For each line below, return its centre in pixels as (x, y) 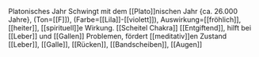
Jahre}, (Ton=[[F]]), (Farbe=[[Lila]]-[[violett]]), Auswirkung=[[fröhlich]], (125, 20)
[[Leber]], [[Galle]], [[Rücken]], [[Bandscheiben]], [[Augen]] (105, 45)
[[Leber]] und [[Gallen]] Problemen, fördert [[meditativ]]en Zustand (118, 36)
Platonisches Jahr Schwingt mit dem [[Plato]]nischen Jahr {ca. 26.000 (123, 11)
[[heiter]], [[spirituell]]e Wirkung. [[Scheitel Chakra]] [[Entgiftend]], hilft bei (130, 28)
